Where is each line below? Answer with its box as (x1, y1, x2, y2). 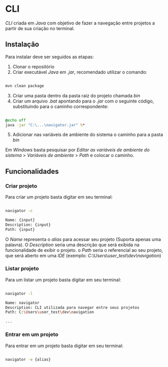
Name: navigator (5, 300, 40, 305)
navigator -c (5, 208, 33, 214)
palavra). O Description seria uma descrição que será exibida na (5, 242, 140, 248)
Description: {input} (5, 222, 51, 227)
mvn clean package (5, 83, 44, 88)
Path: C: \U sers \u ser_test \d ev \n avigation (5, 309, 94, 315)
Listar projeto (5, 265, 39, 272)
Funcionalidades (5, 167, 59, 176)
